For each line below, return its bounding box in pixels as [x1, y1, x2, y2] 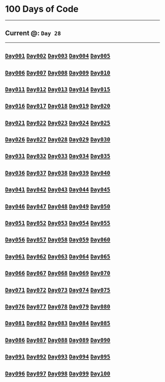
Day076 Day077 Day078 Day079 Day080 [5, 303, 110, 310]
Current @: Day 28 [5, 29, 61, 37]
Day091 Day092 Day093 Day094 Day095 [5, 353, 110, 360]
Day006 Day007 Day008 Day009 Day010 [5, 69, 110, 76]
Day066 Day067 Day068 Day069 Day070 [5, 269, 110, 277]
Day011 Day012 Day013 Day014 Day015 [5, 86, 110, 93]
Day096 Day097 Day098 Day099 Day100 [5, 370, 110, 377]
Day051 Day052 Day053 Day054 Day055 [5, 220, 110, 227]
